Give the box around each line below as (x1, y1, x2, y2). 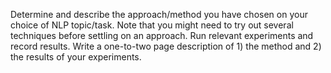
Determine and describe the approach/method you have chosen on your (10, 9, 308, 20)
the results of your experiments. (10, 51, 142, 63)
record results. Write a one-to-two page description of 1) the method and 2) (10, 40, 322, 52)
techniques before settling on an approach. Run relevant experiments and (10, 30, 314, 41)
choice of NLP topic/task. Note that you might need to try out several (10, 19, 294, 31)
